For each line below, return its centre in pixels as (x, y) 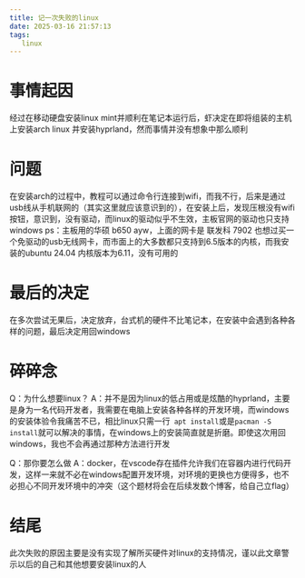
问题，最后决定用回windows (78, 332)
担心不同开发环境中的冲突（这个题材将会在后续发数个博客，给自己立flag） (156, 486)
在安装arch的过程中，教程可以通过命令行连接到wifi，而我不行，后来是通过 (148, 196)
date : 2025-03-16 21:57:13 (60, 26)
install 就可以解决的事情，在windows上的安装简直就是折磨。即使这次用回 (148, 432)
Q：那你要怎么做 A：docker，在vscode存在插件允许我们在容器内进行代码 (147, 463)
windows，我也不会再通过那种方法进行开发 (90, 443)
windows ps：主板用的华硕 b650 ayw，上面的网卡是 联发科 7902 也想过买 (148, 230)
